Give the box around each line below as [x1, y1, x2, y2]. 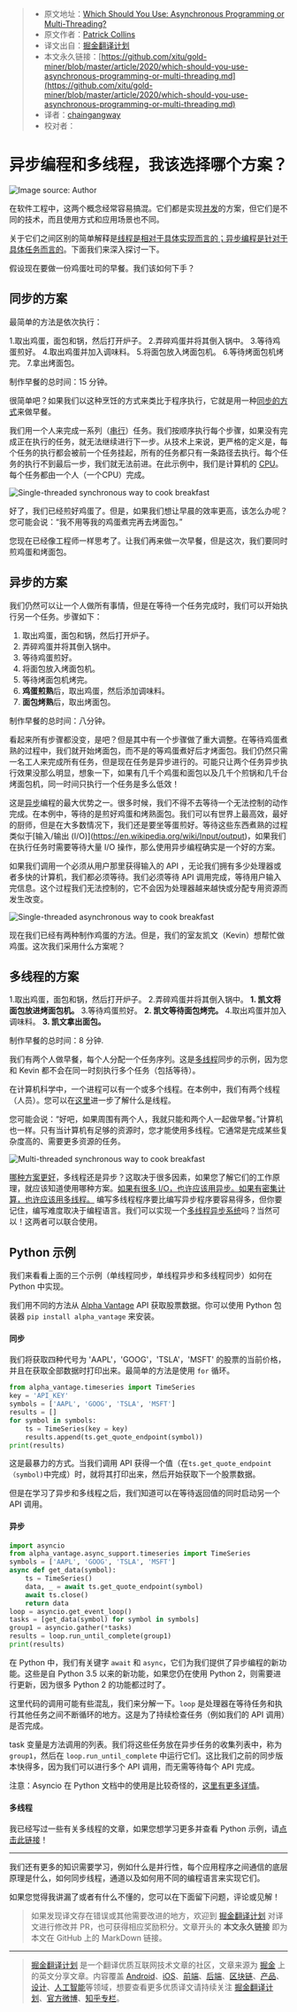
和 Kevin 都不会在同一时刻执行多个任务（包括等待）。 [9, 1065, 201, 1076]
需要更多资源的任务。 [47, 1136, 126, 1147]
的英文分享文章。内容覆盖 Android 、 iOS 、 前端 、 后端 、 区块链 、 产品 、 [30, 1971, 285, 1982]
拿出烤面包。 [32, 357, 80, 368]
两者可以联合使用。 [32, 1216, 103, 1227]
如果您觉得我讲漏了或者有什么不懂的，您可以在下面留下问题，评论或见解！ [9, 1891, 280, 1902]
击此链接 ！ [9, 1835, 49, 1845]
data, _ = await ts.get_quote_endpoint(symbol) [25, 1582, 203, 1591]
